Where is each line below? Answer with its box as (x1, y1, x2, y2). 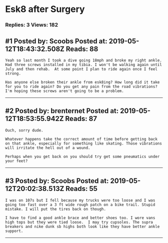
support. (5, 228, 23, 233)
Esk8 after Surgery (5, 3, 85, 15)
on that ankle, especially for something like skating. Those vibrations (5, 141, 162, 146)
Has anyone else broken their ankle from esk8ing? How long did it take (5, 79, 160, 84)
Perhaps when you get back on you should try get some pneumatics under (5, 154, 160, 159)
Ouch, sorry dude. (5, 127, 43, 133)
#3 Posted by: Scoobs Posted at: (5, 176, 109, 185)
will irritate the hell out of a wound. (5, 145, 91, 150)
